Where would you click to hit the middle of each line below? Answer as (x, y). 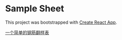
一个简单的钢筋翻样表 (27, 32)
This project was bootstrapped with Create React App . (61, 22)
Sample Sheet (35, 9)
